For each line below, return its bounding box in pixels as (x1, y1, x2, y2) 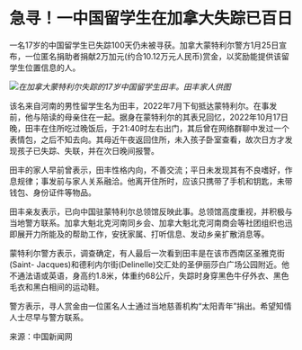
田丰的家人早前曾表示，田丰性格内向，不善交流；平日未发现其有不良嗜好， (9, 164, 285, 175)
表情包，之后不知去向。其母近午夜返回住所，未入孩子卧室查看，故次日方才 (9, 134, 285, 145)
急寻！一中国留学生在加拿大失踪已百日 (9, 8, 294, 29)
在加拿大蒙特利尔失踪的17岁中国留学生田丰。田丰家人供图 (18, 81, 231, 92)
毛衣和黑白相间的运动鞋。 (9, 281, 104, 292)
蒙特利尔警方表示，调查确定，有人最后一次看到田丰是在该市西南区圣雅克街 (9, 247, 285, 258)
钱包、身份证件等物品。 (9, 186, 96, 198)
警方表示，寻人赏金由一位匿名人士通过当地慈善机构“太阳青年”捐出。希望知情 (9, 301, 292, 311)
